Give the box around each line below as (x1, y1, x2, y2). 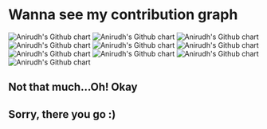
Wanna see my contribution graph (8, 6, 238, 24)
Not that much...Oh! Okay (8, 80, 138, 94)
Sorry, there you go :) (8, 107, 116, 121)
